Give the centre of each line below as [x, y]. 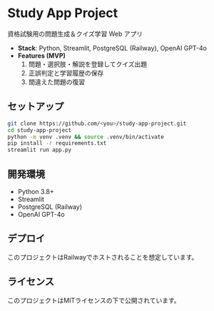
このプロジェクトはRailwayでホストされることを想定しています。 [103, 257]
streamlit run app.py [40, 150]
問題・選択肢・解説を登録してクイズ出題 [88, 64]
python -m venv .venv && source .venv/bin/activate [86, 137]
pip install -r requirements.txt [57, 143]
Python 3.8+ [36, 191]
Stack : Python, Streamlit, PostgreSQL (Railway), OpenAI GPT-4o [112, 48]
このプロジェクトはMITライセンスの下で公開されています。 [94, 300]
